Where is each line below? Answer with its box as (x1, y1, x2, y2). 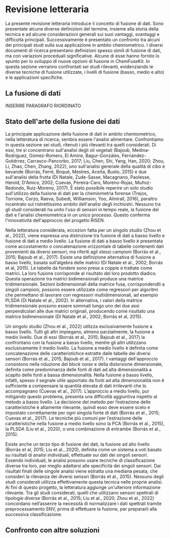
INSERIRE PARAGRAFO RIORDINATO (5, 103, 81, 109)
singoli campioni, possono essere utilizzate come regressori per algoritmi (5, 286, 158, 293)
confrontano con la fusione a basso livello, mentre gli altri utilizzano (5, 339, 147, 345)
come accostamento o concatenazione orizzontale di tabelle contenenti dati (5, 243, 164, 249)
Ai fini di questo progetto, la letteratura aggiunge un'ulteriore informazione (5, 484, 161, 490)
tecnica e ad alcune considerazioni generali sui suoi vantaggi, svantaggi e (5, 31, 160, 37)
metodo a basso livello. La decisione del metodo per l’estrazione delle (5, 399, 151, 405)
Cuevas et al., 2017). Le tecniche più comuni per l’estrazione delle (5, 415, 143, 421)
